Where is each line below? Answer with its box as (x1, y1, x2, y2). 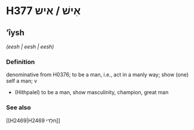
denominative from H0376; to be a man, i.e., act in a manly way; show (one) (6, 71, 189, 78)
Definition (6, 58, 35, 66)
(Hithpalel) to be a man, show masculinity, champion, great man (14, 89, 169, 96)
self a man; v (6, 78, 38, 85)
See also (6, 104, 31, 112)
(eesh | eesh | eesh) (6, 43, 55, 50)
